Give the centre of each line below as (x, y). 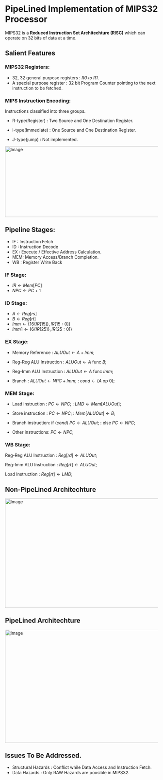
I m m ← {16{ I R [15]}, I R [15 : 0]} (41, 324)
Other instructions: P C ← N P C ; (43, 432)
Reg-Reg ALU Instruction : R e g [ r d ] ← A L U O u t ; (51, 455)
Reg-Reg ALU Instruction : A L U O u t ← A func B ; (59, 362)
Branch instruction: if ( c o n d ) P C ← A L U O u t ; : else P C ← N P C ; (73, 423)
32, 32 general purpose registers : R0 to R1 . (56, 78)
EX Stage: (17, 342)
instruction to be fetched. (37, 88)
